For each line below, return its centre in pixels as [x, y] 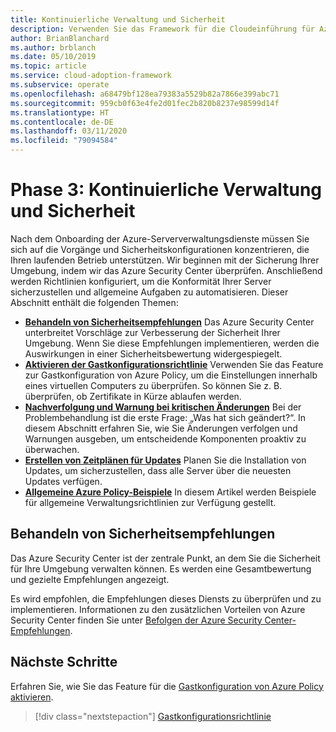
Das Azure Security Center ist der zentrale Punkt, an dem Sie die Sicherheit [165, 558]
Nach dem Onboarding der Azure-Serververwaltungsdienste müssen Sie [160, 238]
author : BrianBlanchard [60, 38]
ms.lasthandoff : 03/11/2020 [69, 131]
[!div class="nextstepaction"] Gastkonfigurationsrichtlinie [153, 716]
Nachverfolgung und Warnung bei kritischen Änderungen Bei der [163, 407]
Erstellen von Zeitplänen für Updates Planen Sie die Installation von [165, 460]
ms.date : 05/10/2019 [53, 57]
